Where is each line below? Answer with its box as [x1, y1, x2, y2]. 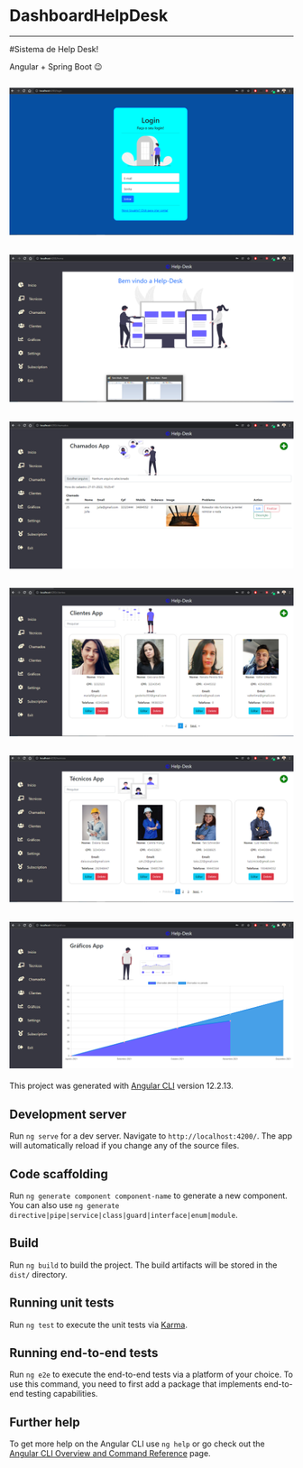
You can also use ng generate [9, 1199, 120, 1210]
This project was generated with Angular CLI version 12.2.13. [9, 1080, 234, 1092]
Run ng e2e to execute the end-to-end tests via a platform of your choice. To [9, 1369, 294, 1380]
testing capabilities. [25, 1389, 98, 1399]
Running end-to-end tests [9, 1345, 159, 1361]
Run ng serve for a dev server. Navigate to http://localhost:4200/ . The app [9, 1131, 293, 1141]
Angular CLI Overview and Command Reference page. [9, 1448, 211, 1459]
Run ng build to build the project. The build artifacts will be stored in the [9, 1260, 278, 1270]
